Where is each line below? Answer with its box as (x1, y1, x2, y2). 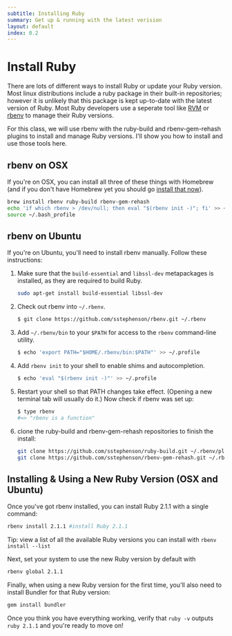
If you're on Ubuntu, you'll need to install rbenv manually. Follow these (7, 249, 207, 257)
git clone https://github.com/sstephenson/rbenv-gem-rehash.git (17, 454, 206, 461)
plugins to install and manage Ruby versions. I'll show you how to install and (7, 132, 223, 140)
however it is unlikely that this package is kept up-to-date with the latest (7, 97, 213, 105)
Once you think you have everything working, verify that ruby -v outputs (7, 614, 214, 622)
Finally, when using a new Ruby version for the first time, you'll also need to (7, 581, 222, 589)
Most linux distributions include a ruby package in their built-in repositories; (7, 89, 222, 97)
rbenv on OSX (7, 160, 69, 171)
